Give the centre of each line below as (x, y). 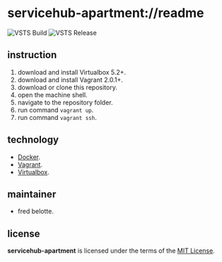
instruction (32, 55)
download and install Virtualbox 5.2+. (72, 72)
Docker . (29, 157)
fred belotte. (36, 212)
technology (33, 140)
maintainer (32, 194)
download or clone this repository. (68, 87)
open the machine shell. (52, 94)
